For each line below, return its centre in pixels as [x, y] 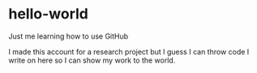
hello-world [49, 14]
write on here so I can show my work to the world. [92, 60]
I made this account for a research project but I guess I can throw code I [129, 51]
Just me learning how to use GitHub [69, 36]
